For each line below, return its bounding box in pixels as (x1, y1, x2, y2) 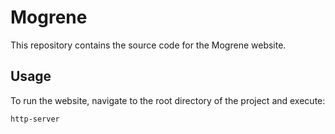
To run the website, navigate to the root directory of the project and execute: (10, 94, 326, 106)
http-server (10, 114, 60, 124)
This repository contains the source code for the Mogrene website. (10, 39, 287, 51)
